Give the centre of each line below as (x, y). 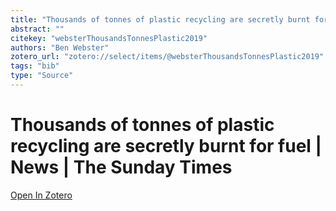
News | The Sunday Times (121, 167)
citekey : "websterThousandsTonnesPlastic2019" (109, 38)
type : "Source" (42, 76)
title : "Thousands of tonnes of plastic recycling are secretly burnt (160, 19)
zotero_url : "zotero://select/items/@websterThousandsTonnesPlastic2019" (167, 57)
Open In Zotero (41, 195)
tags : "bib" (35, 66)
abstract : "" (37, 29)
